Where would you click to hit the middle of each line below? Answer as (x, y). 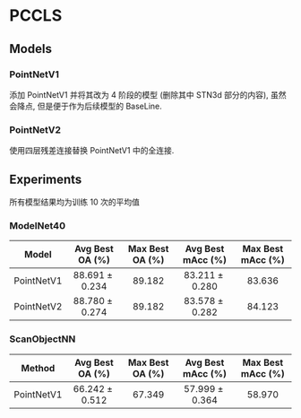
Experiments (46, 179)
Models (30, 49)
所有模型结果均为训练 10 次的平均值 (75, 202)
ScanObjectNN (43, 339)
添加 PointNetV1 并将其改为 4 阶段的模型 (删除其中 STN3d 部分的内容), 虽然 (148, 94)
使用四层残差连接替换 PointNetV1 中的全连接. (92, 151)
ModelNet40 (37, 225)
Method (38, 368)
